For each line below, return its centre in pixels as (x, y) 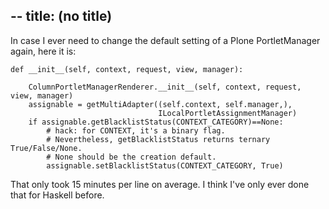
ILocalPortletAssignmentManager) (228, 113)
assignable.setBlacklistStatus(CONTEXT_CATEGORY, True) (165, 165)
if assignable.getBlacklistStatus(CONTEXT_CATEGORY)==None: (156, 122)
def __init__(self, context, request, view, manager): (127, 69)
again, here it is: (43, 51)
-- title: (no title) (61, 16)
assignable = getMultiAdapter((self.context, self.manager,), (160, 104)
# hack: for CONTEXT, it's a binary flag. (136, 130)
